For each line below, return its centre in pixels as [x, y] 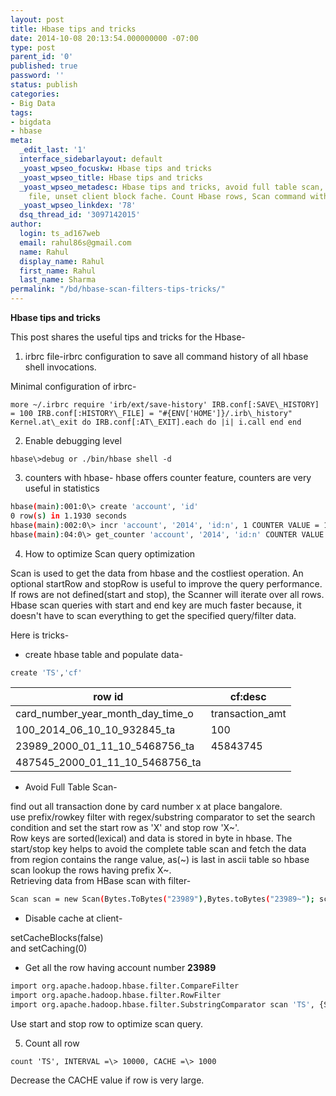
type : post [33, 47]
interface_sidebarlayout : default [91, 159]
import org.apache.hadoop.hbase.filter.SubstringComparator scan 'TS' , [162, 1005]
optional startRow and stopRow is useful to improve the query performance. [166, 583]
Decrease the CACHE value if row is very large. [107, 1080]
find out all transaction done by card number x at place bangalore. [146, 807]
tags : [21, 112]
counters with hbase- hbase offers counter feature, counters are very [168, 477]
